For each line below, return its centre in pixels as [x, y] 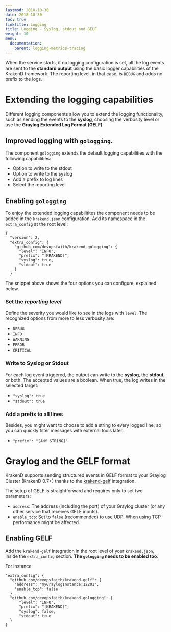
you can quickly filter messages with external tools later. [64, 431]
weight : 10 [17, 34]
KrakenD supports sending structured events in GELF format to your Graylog [86, 475]
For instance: [19, 566]
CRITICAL [22, 351]
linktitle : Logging [26, 24]
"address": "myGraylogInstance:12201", [57, 584]
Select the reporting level [39, 185]
